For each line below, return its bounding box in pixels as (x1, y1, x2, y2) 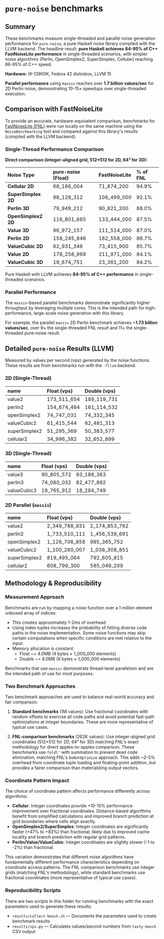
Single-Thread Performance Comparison (5, 145, 104, 152)
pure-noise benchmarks (5, 3, 103, 14)
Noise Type (7, 172, 35, 179)
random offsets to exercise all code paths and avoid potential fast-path (12, 714, 155, 720)
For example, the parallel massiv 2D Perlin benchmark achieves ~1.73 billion (5, 320, 158, 326)
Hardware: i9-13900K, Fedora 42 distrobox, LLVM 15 (5, 71, 111, 76)
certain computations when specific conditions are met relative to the (12, 635, 152, 641)
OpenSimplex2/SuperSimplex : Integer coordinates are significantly (12, 823, 149, 830)
